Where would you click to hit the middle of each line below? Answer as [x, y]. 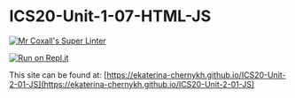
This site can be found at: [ [58, 75]
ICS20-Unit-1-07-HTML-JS [110, 16]
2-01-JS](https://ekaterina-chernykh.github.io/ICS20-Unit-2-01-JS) [132, 84]
